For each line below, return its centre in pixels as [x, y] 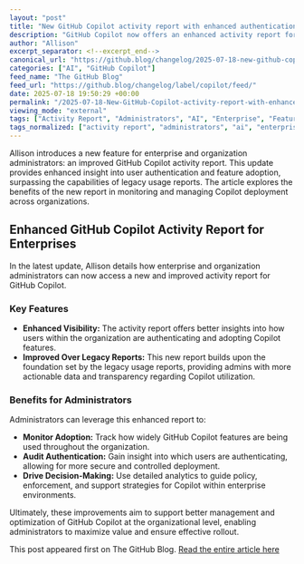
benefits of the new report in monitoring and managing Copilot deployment [149, 192]
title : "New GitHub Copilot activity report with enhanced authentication [153, 26]
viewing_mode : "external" [58, 111]
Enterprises [43, 244]
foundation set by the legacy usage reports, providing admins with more [157, 367]
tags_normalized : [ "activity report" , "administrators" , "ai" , [131, 128]
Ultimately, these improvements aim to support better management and [142, 512]
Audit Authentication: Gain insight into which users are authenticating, [155, 457]
